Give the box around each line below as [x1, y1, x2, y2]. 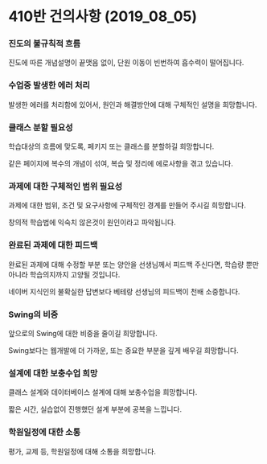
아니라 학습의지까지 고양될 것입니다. [8, 269, 121, 279]
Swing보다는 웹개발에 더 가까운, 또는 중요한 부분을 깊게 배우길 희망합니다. [8, 345, 239, 355]
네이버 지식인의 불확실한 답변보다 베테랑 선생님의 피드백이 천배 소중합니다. [8, 286, 240, 296]
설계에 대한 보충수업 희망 [8, 368, 98, 379]
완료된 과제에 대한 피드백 [8, 240, 98, 251]
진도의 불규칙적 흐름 [8, 38, 81, 49]
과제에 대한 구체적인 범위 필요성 [8, 181, 123, 191]
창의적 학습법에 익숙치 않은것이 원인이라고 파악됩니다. [8, 218, 176, 228]
